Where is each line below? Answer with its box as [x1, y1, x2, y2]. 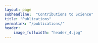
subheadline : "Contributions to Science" [4, 12, 94, 17]
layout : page [4, 7, 32, 12]
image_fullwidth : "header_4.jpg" [13, 30, 83, 35]
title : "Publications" [4, 16, 51, 21]
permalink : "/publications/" [4, 21, 65, 26]
